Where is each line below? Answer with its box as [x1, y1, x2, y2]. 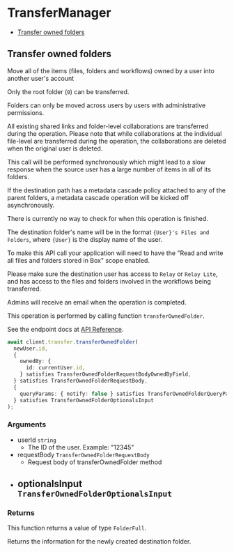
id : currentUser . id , [25, 365, 86, 371]
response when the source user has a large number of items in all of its [7, 165, 211, 174]
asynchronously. [7, 201, 55, 209]
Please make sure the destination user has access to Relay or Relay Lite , [7, 270, 218, 278]
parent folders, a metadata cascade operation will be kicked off [7, 193, 189, 201]
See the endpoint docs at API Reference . [7, 325, 124, 333]
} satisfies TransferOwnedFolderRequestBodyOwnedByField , [19, 371, 192, 378]
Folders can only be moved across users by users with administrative [7, 101, 206, 109]
